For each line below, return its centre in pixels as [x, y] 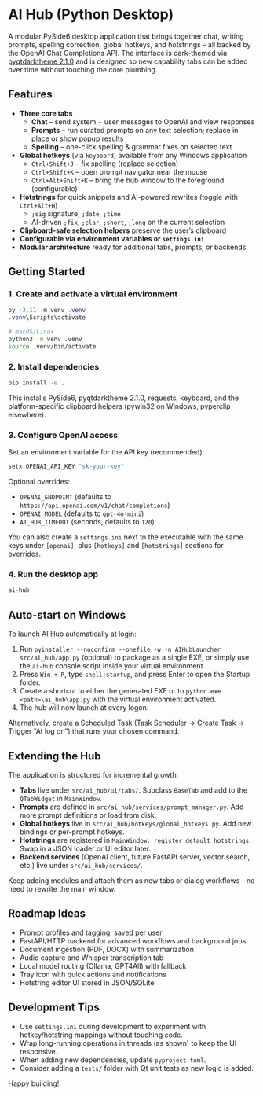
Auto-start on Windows [67, 615]
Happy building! [34, 1083]
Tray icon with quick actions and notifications [93, 974]
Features [30, 95]
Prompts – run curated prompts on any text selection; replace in [135, 130]
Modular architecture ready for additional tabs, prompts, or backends [133, 247]
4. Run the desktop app [53, 574]
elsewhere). [27, 414]
